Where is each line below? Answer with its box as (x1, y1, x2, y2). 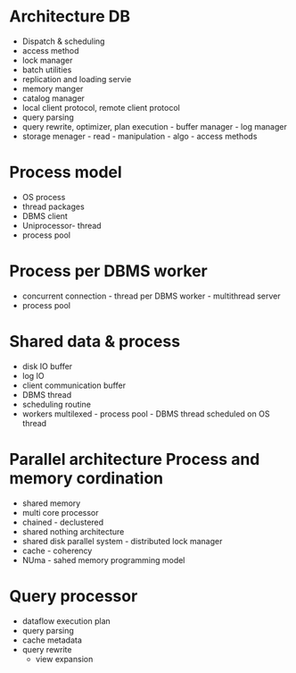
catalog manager (21, 92, 85, 104)
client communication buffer (21, 380, 127, 391)
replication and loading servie (21, 73, 132, 84)
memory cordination (9, 467, 164, 488)
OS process (21, 191, 66, 202)
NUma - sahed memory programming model (21, 554, 185, 565)
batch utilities (21, 64, 72, 75)
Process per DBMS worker (9, 261, 208, 282)
